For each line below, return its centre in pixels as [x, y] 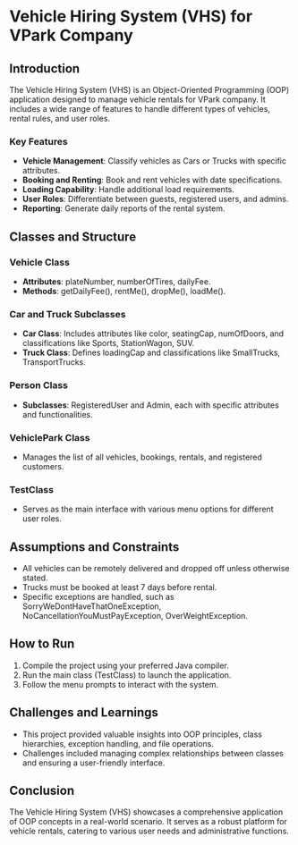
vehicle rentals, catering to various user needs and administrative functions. [149, 831]
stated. [35, 578]
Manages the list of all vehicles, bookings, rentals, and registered [142, 457]
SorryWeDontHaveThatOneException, [92, 606]
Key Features [39, 141]
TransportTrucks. [54, 362]
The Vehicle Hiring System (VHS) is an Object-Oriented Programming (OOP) [149, 90]
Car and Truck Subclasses [68, 314]
